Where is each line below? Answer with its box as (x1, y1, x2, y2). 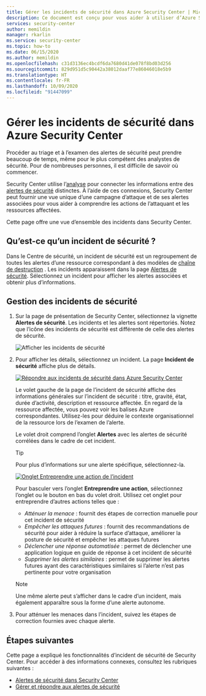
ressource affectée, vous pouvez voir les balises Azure (15, 406, 154, 413)
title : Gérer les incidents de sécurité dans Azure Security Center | (6, 9, 191, 15)
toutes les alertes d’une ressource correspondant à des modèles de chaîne (6, 259, 196, 266)
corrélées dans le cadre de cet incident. (15, 437, 116, 445)
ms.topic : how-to (6, 44, 51, 50)
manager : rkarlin (6, 32, 51, 38)
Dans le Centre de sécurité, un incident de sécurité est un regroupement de (6, 252, 197, 260)
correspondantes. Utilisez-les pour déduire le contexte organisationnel (15, 412, 194, 420)
